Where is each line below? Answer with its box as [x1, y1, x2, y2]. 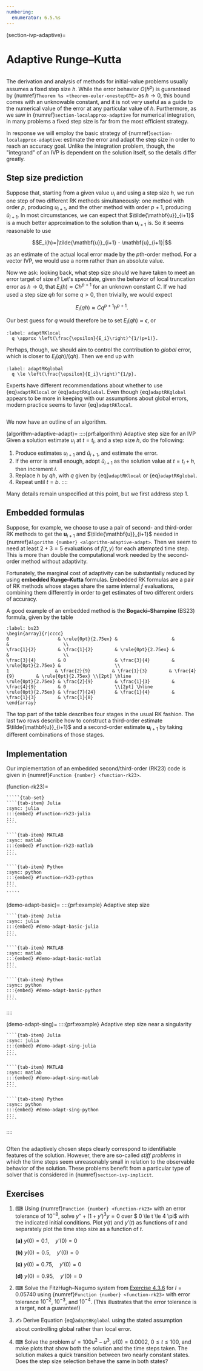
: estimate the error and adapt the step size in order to [60, 136, 196, 143]
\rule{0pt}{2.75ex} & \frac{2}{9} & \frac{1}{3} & [6, 679, 175, 685]
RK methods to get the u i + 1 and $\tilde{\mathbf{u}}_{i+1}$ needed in [6, 530, 179, 539]
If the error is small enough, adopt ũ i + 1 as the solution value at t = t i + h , [15, 457, 196, 466]
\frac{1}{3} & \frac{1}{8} [6, 694, 94, 700]
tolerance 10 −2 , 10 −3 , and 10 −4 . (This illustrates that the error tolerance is [15, 1297, 197, 1305]
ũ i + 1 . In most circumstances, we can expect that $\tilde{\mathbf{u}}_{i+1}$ [6, 211, 195, 220]
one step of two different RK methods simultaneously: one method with [6, 197, 184, 204]
